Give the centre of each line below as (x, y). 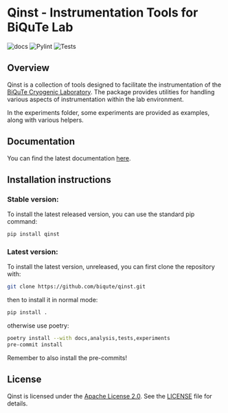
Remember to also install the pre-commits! (67, 358)
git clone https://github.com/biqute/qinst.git (77, 287)
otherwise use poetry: (38, 326)
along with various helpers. (45, 120)
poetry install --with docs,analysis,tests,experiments (89, 339)
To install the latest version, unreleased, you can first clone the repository (111, 267)
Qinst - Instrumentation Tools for (103, 13)
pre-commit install (35, 345)
